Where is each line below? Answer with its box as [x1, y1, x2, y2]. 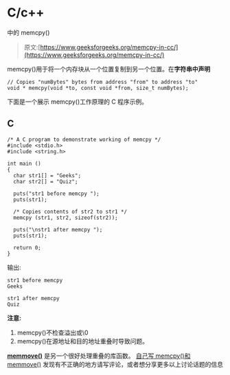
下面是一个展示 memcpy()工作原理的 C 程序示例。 [7, 98, 148, 106]
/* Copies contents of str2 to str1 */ [13, 208, 128, 215]
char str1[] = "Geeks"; [13, 172, 81, 179]
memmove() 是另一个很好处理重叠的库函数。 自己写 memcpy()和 [7, 352, 191, 360]
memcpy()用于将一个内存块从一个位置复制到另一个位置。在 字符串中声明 [7, 65, 211, 73]
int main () [7, 160, 41, 167]
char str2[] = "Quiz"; [13, 178, 78, 185]
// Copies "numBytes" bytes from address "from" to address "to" [7, 78, 198, 85]
